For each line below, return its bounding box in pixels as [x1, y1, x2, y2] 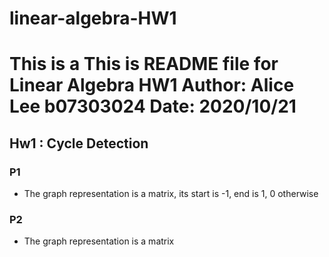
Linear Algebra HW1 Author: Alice [9, 74, 295, 97]
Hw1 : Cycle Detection [9, 135, 149, 152]
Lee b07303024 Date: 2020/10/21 [9, 95, 297, 118]
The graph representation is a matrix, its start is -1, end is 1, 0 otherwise [23, 188, 319, 200]
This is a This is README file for [9, 53, 279, 76]
